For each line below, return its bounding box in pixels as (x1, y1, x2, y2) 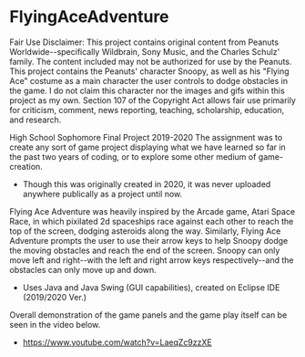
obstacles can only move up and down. (9, 264, 157, 275)
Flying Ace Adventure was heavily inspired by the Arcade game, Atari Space (9, 205, 296, 216)
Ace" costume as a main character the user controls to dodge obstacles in (9, 75, 289, 86)
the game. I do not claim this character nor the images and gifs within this (9, 85, 285, 96)
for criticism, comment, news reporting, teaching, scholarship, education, (9, 104, 285, 115)
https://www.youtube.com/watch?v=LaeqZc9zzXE (22, 336, 212, 348)
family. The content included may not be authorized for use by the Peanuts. (9, 56, 292, 67)
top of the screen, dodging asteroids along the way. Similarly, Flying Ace (9, 226, 281, 236)
